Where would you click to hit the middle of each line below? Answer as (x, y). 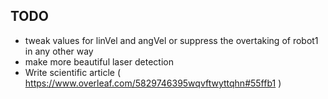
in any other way (59, 51)
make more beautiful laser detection (99, 61)
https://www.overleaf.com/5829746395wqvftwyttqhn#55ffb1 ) (153, 83)
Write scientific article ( (73, 72)
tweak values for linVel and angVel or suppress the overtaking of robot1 (171, 40)
